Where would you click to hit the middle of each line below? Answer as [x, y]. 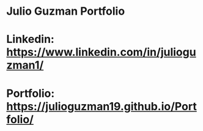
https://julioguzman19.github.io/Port [102, 106]
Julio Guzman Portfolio [66, 11]
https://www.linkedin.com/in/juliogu [102, 52]
